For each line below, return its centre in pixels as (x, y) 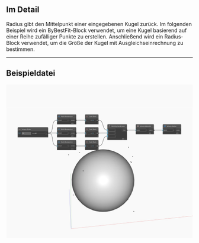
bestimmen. (21, 49)
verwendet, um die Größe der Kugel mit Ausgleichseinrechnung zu (102, 43)
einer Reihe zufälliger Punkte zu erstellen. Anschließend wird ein (85, 36)
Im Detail (23, 10)
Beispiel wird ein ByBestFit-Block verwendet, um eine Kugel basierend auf (97, 30)
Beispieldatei (31, 73)
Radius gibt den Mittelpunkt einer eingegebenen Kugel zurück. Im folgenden (99, 24)
